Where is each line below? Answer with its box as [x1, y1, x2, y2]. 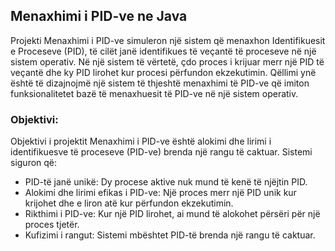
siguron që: [10, 157, 58, 169]
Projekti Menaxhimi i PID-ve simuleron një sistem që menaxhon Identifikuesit [10, 34, 326, 46]
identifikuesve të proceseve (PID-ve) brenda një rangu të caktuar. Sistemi [10, 146, 313, 158]
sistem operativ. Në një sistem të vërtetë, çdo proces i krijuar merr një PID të [10, 55, 325, 68]
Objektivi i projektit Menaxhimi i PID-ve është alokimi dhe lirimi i [10, 135, 272, 148]
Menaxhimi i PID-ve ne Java [10, 8, 188, 25]
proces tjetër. [24, 219, 80, 231]
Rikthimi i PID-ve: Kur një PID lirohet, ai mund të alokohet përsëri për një [24, 208, 321, 220]
